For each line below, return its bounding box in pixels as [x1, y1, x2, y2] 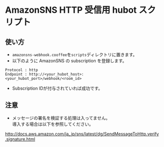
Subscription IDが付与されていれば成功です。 [12, 85, 103, 91]
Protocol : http [5, 68, 38, 73]
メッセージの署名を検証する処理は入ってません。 [12, 115, 110, 121]
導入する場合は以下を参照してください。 [12, 121, 94, 127]
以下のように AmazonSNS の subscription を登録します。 [12, 58, 127, 64]
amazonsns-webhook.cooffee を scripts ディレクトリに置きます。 [12, 52, 138, 57]
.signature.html [5, 136, 36, 142]
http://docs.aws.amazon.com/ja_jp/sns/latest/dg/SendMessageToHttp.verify [5, 131, 159, 137]
